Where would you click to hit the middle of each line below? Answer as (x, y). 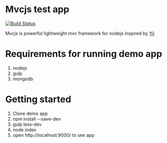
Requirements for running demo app (84, 54)
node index (25, 130)
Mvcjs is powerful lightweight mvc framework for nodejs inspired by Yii (80, 33)
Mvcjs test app (37, 9)
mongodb (23, 79)
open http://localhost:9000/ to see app (53, 135)
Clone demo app (30, 113)
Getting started (38, 99)
